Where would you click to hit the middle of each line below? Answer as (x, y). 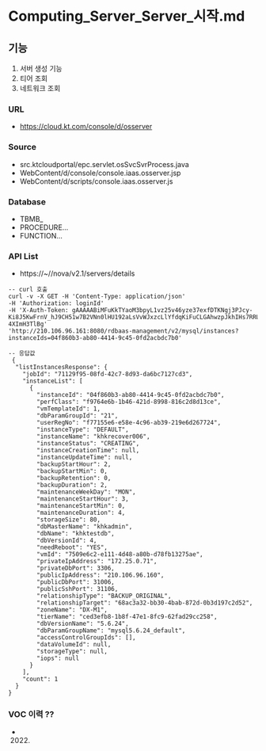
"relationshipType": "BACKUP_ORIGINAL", (104, 596)
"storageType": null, (72, 652)
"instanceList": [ (53, 381)
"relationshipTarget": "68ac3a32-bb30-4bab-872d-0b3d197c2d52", (145, 603)
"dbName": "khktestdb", (76, 534)
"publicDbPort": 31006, (76, 582)
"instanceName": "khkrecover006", (93, 436)
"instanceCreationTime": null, (88, 451)
